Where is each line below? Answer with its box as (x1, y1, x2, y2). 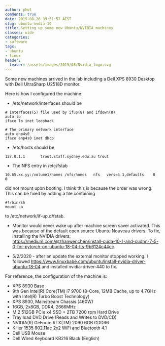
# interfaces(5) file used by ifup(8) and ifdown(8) (5, 110, 116, 115)
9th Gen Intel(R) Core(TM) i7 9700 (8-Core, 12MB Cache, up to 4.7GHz (12, 288, 156, 294)
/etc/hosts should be (12, 144, 55, 151)
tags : (5, 44, 16, 49)
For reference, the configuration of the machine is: (5, 273, 107, 279)
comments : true (5, 12, 36, 17)
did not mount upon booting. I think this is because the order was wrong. (5, 185, 153, 191)
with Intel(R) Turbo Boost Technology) (12, 294, 90, 300)
